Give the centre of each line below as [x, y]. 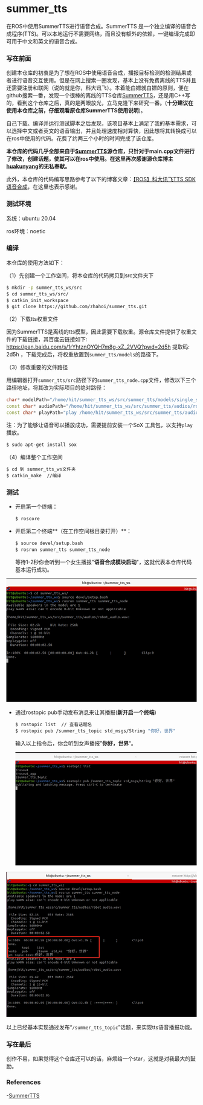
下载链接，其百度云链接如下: [52, 340]
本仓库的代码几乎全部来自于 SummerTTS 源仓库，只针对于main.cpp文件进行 [101, 151]
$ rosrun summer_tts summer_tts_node [63, 549]
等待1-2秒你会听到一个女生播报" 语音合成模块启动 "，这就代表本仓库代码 [103, 562]
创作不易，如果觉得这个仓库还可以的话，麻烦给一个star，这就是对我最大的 [98, 1058]
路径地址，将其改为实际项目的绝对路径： [56, 388]
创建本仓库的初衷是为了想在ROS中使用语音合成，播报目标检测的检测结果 [96, 73]
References [24, 1082]
